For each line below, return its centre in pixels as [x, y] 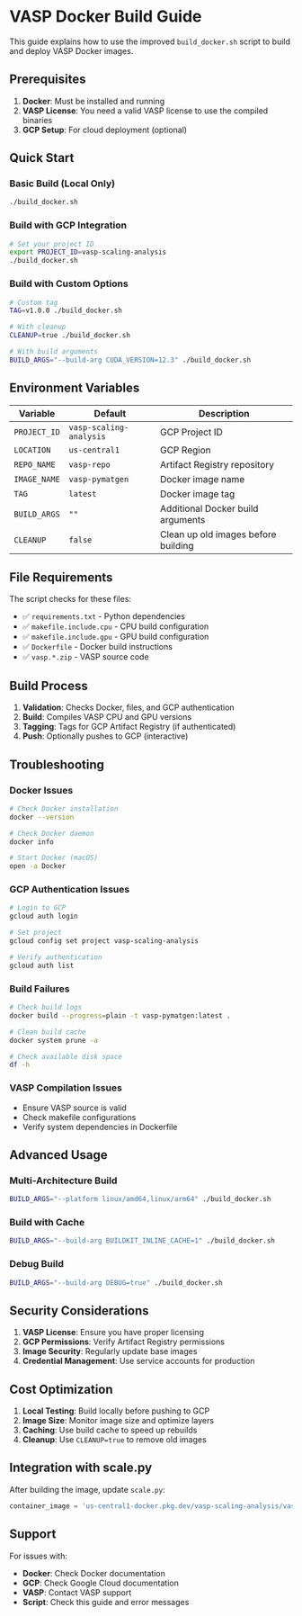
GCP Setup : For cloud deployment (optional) [104, 130]
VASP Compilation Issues [66, 1088]
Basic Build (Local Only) [62, 184]
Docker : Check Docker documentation [94, 1573]
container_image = [44, 1506]
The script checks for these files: [71, 599]
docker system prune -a [54, 1040]
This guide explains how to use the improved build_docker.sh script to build [150, 41]
